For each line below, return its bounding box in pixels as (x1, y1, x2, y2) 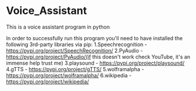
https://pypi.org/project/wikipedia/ (6, 78, 89, 85)
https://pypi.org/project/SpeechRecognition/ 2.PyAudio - (6, 47, 143, 54)
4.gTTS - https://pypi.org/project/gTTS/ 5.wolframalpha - (6, 65, 144, 72)
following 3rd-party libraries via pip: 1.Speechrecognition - (6, 41, 148, 48)
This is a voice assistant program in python (6, 23, 110, 30)
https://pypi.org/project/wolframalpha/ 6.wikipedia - (6, 72, 132, 79)
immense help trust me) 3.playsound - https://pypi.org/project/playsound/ (6, 60, 185, 66)
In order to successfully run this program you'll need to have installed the (6, 34, 183, 41)
